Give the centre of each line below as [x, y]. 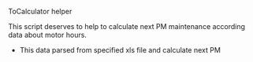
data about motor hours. [47, 35]
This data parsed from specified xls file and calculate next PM [120, 50]
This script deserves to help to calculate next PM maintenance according [127, 26]
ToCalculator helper [40, 11]
